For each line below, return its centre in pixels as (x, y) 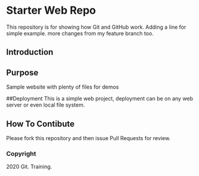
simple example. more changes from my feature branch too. (80, 33)
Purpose (22, 72)
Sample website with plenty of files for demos (63, 87)
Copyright (21, 153)
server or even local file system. (46, 105)
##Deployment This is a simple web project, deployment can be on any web (99, 99)
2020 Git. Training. (29, 167)
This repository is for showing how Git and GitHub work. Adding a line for (96, 27)
